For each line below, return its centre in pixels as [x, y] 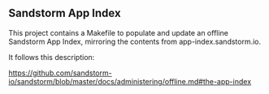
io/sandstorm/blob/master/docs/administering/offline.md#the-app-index [130, 81]
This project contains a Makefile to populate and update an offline [119, 32]
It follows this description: [52, 57]
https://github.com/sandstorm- [60, 73]
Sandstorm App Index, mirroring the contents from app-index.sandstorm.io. [135, 41]
